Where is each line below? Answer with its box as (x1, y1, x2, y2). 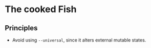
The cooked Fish (5, 4, 77, 15)
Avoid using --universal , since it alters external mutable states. (12, 37, 146, 43)
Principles (5, 24, 38, 32)
